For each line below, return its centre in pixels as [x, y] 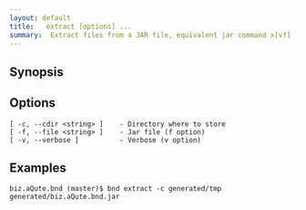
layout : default [40, 18]
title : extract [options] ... [71, 26]
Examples [38, 168]
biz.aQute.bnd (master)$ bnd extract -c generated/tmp [116, 189]
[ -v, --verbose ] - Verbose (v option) [106, 140]
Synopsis [36, 72]
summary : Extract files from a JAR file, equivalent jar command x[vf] [150, 35]
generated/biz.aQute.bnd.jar [65, 197]
